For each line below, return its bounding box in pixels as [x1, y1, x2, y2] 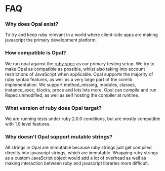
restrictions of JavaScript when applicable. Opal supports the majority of [5, 71, 153, 77]
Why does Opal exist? [5, 21, 59, 28]
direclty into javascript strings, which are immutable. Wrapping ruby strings [5, 150, 158, 156]
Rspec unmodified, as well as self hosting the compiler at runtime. [5, 92, 139, 98]
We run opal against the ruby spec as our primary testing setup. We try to [5, 60, 155, 67]
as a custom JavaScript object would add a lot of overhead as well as [5, 155, 147, 161]
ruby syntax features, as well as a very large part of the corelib [5, 76, 132, 82]
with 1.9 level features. [5, 121, 51, 127]
